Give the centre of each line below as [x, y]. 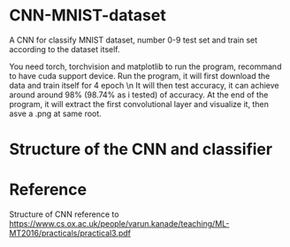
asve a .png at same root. [55, 113]
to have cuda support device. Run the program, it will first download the [140, 75]
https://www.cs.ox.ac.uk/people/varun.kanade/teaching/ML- [119, 224]
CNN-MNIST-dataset [88, 15]
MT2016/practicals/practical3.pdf [70, 233]
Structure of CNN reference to [64, 214]
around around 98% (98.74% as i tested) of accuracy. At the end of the [139, 95]
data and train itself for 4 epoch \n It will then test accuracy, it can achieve [144, 85]
